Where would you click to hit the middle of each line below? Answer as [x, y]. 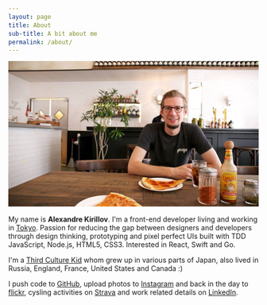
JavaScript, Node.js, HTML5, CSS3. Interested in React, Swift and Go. [122, 245]
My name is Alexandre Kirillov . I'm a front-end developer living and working [133, 219]
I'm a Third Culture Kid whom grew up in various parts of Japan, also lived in [133, 260]
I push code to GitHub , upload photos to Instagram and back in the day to [128, 284]
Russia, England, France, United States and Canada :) [96, 268]
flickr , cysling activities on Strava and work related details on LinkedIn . [123, 292]
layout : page [30, 17]
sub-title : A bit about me [53, 33]
